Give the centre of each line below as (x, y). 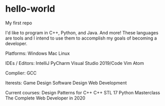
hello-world (30, 9)
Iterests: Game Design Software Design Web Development (66, 83)
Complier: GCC (21, 73)
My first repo (19, 23)
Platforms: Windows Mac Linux (37, 53)
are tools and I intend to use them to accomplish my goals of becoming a (81, 38)
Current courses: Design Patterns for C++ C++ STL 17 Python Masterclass (83, 92)
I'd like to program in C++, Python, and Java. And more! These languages (82, 32)
